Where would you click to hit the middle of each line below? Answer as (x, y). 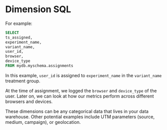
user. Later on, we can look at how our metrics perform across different (80, 96)
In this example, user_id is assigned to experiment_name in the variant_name (83, 75)
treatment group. (23, 81)
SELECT (12, 32)
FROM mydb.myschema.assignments (39, 66)
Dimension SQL (38, 9)
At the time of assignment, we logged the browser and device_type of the (81, 90)
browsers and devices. (29, 101)
